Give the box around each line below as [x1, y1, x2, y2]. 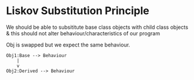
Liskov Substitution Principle [6, 4, 150, 18]
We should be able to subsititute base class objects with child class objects [6, 24, 189, 31]
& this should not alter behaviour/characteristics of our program [6, 29, 160, 36]
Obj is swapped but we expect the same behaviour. [6, 41, 131, 48]
